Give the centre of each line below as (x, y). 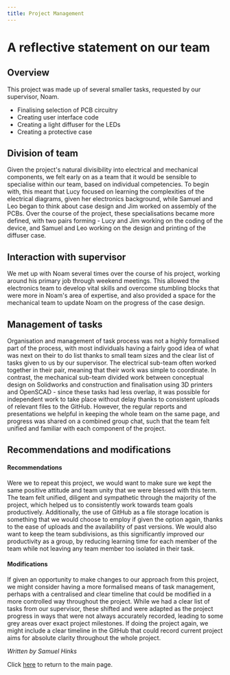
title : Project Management (46, 13)
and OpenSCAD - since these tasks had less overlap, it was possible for (109, 392)
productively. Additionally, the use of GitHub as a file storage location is (108, 512)
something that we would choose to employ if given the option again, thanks (115, 519)
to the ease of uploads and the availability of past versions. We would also (112, 527)
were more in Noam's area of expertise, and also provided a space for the (112, 295)
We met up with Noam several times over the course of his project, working (114, 274)
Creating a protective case (55, 132)
